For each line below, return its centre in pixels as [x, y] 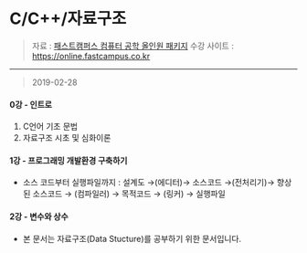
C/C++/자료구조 [68, 19]
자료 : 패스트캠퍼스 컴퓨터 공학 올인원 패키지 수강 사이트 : [133, 46]
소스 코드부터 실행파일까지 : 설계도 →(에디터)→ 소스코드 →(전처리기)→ [149, 183]
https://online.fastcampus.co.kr [91, 56]
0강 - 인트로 [31, 104]
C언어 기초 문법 [50, 126]
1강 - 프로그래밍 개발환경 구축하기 [69, 160]
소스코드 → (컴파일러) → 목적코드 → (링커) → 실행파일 [129, 194]
